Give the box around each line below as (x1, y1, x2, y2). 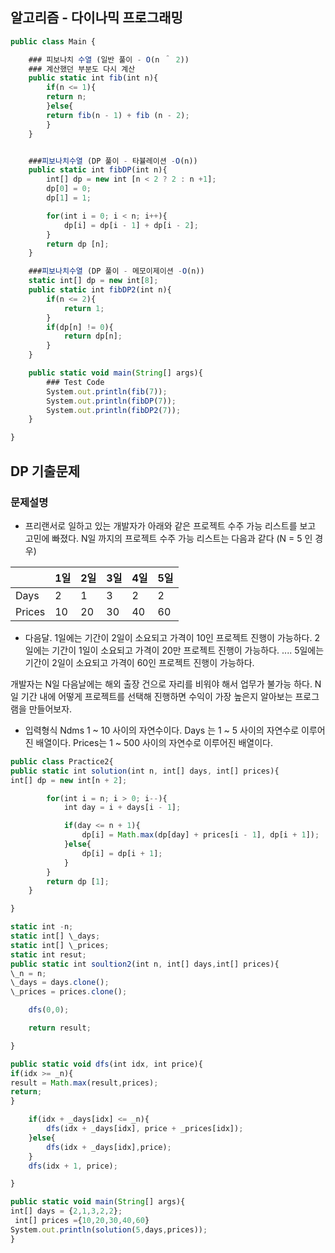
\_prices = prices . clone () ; (10, 987, 128, 997)
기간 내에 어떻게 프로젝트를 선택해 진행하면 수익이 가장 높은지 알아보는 (20, 690, 293, 702)
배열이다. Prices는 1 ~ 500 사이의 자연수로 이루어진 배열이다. (35, 736, 273, 748)
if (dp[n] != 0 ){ (46, 322, 114, 332)
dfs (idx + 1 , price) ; (28, 1161, 118, 1171)
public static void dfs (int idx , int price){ (10, 1059, 203, 1069)
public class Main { (10, 36, 97, 47)
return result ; (28, 1023, 92, 1033)
